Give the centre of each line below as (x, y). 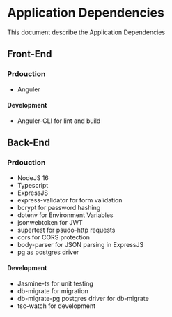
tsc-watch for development (56, 306)
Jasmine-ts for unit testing (55, 283)
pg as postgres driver (48, 252)
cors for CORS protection (54, 237)
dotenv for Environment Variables (65, 215)
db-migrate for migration (53, 290)
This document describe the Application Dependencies (86, 32)
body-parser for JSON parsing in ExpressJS (80, 244)
